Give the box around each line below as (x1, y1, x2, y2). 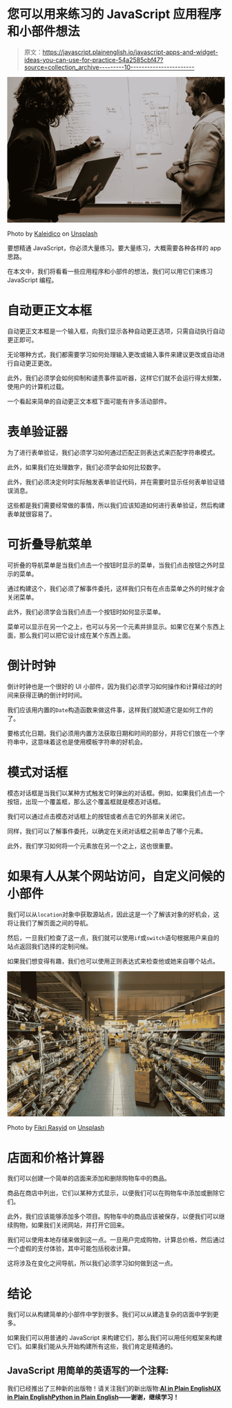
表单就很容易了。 (7, 510, 56, 518)
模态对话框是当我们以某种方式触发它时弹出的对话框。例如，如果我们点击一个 (7, 788, 225, 797)
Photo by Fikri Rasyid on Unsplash (7, 1124, 105, 1132)
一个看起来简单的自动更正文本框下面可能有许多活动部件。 (7, 397, 171, 406)
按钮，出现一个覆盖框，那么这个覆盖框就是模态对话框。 (7, 797, 164, 806)
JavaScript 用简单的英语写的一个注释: (7, 1364, 169, 1376)
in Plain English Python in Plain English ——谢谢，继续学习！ (7, 1393, 180, 1401)
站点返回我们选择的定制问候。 (7, 942, 92, 950)
